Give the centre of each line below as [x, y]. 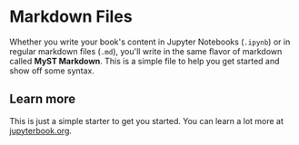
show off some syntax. [52, 71]
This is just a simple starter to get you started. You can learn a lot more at [147, 121]
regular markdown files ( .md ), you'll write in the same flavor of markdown [146, 51]
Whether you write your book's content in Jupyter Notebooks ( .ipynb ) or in [150, 42]
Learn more [43, 99]
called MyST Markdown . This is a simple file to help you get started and [145, 61]
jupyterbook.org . [41, 130]
